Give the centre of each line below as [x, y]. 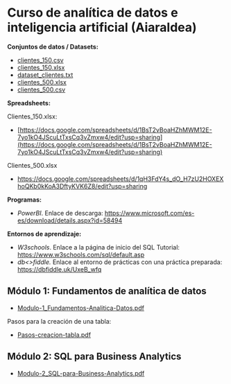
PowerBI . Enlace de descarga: [60, 213]
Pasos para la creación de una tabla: [59, 321]
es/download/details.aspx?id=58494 [70, 220]
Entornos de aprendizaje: [44, 234]
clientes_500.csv [41, 89]
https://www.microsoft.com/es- [149, 213]
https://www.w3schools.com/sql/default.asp [81, 254]
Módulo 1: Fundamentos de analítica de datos [107, 291]
